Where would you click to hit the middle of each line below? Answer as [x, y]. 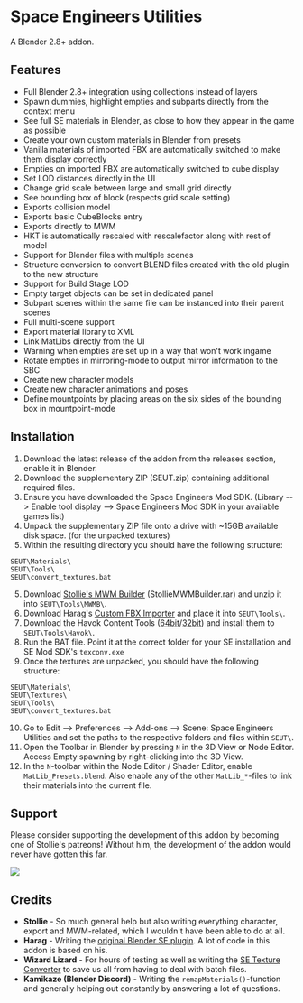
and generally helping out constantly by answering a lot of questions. [151, 989]
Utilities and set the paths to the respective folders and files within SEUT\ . [158, 737]
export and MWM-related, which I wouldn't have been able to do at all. [154, 931]
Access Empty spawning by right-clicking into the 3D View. [133, 757]
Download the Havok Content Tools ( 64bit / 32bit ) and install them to [149, 622]
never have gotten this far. [59, 854]
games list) [44, 515]
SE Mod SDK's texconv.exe [73, 651]
